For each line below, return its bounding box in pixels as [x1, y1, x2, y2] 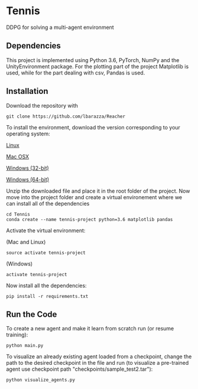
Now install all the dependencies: [6, 282, 87, 289]
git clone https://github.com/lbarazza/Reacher [6, 114, 126, 119]
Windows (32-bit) [6, 164, 49, 171]
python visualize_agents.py [6, 377, 76, 383]
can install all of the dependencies [6, 200, 90, 207]
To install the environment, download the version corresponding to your [6, 124, 180, 131]
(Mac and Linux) [6, 238, 46, 245]
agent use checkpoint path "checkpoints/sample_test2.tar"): [6, 365, 153, 373]
